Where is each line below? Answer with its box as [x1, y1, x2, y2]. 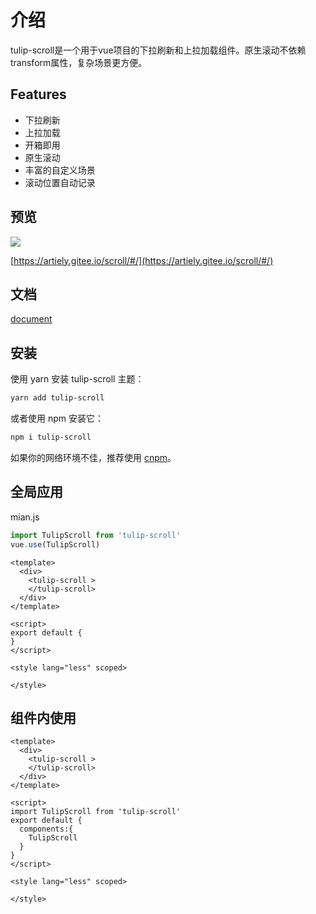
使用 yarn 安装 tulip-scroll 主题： [10, 373, 145, 385]
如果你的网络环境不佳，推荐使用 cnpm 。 [10, 451, 177, 463]
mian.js [10, 511, 40, 523]
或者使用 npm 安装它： [10, 412, 104, 425]
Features [10, 86, 67, 103]
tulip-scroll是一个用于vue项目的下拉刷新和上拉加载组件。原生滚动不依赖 [10, 44, 307, 56]
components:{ [19, 824, 74, 835]
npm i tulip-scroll [10, 432, 92, 443]
